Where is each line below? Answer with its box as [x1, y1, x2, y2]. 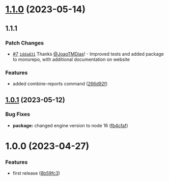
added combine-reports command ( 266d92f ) [12, 81, 108, 87]
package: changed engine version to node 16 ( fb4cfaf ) [12, 122, 128, 128]
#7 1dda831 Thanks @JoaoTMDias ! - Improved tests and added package [12, 51, 164, 57]
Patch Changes [5, 39, 44, 47]
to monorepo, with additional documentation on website [12, 56, 130, 62]
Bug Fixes [5, 111, 31, 118]
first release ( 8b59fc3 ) [12, 170, 60, 176]
